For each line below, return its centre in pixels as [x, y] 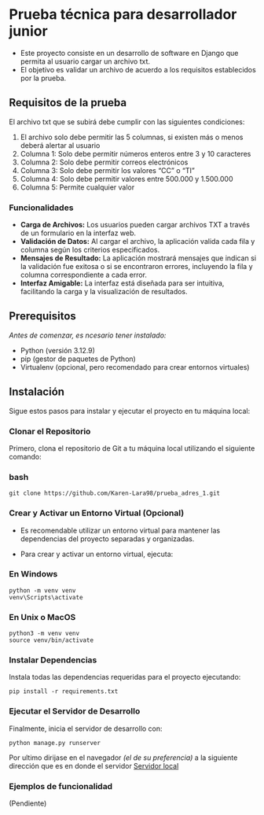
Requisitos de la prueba [68, 103]
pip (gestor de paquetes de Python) [78, 359]
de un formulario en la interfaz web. [78, 233]
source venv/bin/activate [51, 640]
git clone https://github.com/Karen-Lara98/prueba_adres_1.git [115, 493]
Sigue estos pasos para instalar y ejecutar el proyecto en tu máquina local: [130, 411]
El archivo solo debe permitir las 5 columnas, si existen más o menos [132, 137]
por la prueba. [43, 78]
